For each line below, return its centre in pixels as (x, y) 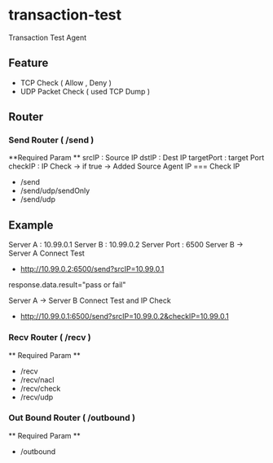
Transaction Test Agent (48, 37)
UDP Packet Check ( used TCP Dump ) (85, 91)
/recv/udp (37, 397)
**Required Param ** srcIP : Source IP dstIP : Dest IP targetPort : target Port (136, 158)
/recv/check (40, 388)
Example (31, 225)
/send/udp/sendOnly (55, 191)
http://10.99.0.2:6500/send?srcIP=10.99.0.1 (92, 269)
